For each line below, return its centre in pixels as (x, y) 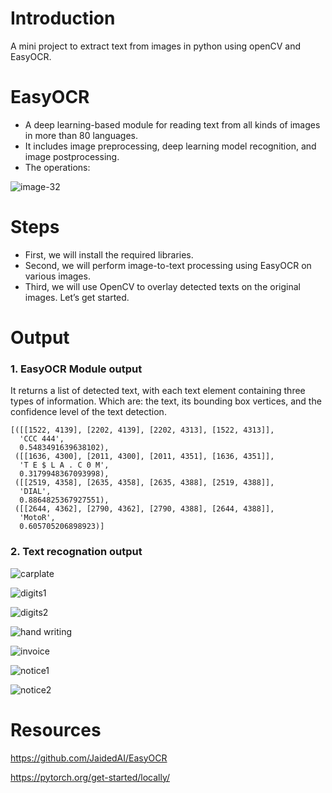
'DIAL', (35, 492)
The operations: (57, 167)
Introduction (63, 18)
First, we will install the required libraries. (109, 254)
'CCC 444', (42, 439)
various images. (57, 276)
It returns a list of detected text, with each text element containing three (158, 391)
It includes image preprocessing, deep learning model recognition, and (170, 146)
